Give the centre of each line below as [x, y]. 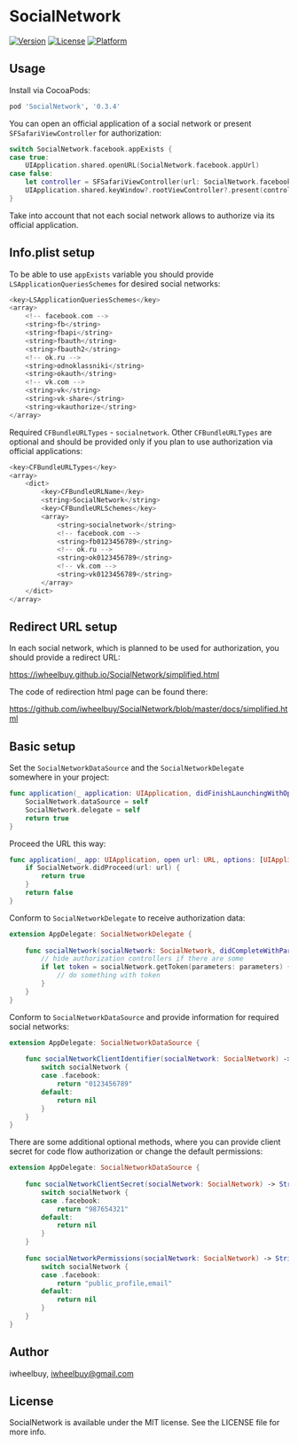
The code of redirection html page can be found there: [109, 692]
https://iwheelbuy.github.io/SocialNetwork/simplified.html [114, 675]
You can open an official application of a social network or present [130, 123]
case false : [31, 174]
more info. [28, 1432]
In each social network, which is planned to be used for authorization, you [144, 648]
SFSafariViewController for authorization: [86, 133]
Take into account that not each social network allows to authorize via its [142, 216]
